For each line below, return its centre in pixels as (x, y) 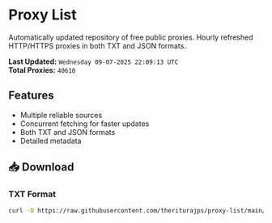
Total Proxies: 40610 (42, 69)
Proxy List (42, 15)
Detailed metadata (51, 141)
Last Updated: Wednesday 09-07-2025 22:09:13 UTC (93, 61)
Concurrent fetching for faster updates (85, 124)
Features (31, 96)
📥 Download (41, 167)
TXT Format (32, 194)
